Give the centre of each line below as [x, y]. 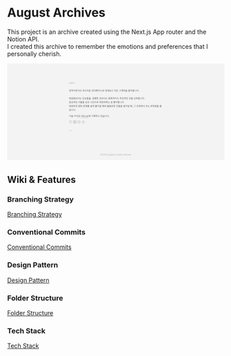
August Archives [56, 13]
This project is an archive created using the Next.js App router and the [107, 32]
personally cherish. [34, 54]
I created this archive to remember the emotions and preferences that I [108, 46]
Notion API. [23, 39]
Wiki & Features [42, 180]
